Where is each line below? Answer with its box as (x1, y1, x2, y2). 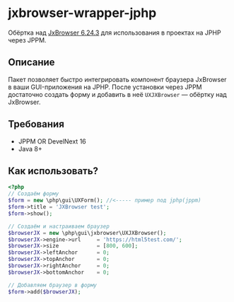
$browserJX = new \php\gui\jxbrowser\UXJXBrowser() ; (8, 229, 167, 236)
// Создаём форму (8, 190, 59, 197)
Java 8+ (18, 144, 42, 153)
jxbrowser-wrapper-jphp (8, 5, 157, 21)
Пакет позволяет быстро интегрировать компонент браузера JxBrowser (8, 75, 227, 83)
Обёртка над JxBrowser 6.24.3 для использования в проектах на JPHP (8, 28, 221, 37)
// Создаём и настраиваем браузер (8, 223, 110, 230)
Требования (8, 118, 64, 130)
